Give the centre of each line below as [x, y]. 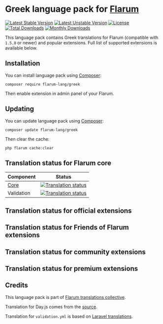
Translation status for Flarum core [58, 163]
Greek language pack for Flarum [72, 9]
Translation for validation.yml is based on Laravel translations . [69, 316]
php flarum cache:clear [29, 148]
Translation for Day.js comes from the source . [51, 307]
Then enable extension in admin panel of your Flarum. [60, 93]
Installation [23, 63]
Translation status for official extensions [68, 211]
